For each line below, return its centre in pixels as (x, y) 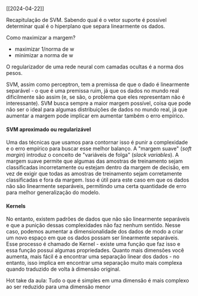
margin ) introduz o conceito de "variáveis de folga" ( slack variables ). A (93, 155)
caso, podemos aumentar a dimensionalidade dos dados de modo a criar (95, 232)
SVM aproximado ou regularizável (49, 129)
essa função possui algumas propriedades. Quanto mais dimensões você (95, 251)
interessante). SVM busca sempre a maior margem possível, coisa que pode (99, 103)
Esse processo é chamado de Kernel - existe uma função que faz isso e (93, 244)
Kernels (16, 206)
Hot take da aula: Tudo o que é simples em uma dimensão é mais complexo (98, 281)
